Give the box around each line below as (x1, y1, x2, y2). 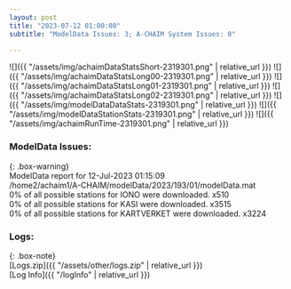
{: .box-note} (9, 250, 56, 261)
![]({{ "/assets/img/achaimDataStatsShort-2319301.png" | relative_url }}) (9, 61, 272, 72)
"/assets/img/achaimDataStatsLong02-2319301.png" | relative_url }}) (20, 90, 272, 100)
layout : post (9, 12, 58, 22)
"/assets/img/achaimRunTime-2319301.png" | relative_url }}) (9, 118, 229, 129)
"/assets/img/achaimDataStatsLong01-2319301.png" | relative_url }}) (20, 81, 271, 92)
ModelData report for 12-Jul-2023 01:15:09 (9, 170, 166, 181)
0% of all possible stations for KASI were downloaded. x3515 (9, 198, 232, 209)
